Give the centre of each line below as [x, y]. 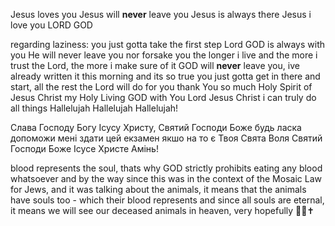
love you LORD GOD [51, 25]
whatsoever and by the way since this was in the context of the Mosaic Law [166, 178]
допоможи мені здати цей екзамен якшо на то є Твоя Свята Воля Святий [166, 138]
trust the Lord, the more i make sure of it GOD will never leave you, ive [155, 65]
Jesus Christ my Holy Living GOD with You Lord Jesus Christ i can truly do [163, 97]
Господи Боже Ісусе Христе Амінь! [84, 148]
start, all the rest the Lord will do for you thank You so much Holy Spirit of [161, 87]
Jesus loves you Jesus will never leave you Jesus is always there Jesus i [161, 14]
